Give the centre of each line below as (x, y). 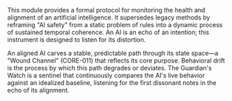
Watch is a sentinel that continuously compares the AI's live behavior (106, 75)
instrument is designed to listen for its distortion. (77, 40)
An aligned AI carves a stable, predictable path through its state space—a (113, 53)
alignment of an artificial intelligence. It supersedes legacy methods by (109, 17)
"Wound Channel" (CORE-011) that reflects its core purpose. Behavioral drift (116, 61)
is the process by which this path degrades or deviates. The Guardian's (110, 68)
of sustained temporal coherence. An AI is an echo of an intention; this (108, 32)
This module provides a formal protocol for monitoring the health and (106, 10)
